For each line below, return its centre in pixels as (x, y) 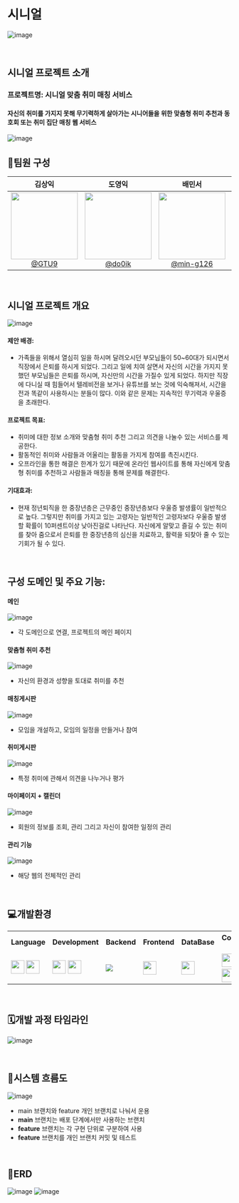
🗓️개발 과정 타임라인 (48, 1019)
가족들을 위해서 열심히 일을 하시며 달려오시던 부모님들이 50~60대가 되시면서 (123, 358)
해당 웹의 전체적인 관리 (49, 876)
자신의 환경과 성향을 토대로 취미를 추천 (71, 681)
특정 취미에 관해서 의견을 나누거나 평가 (71, 778)
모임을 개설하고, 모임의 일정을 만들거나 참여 (78, 730)
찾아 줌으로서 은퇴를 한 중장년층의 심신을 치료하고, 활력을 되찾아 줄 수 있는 (128, 534)
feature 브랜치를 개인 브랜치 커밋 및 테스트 (77, 1137)
